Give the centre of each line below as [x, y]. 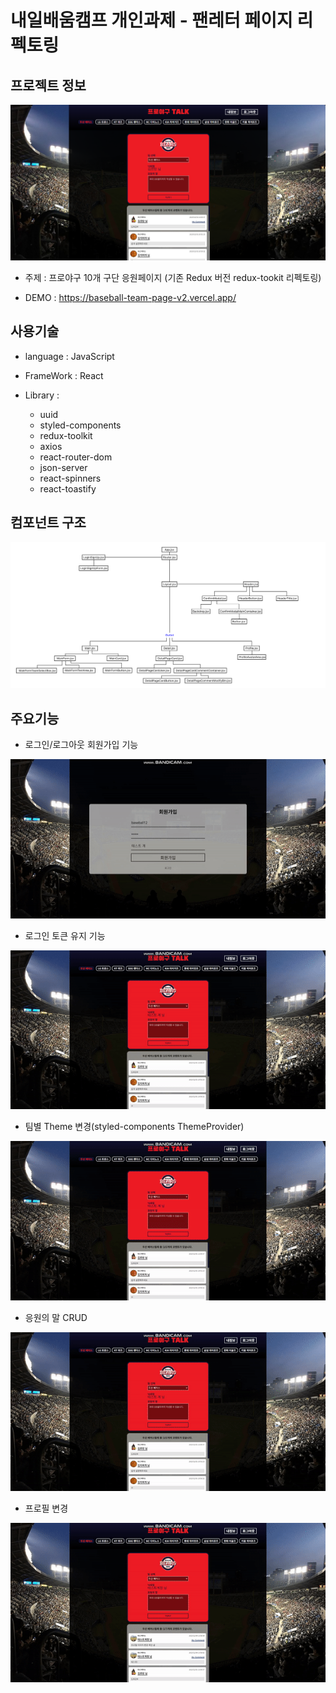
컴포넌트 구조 [48, 522]
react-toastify [68, 488]
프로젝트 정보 [48, 85]
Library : [42, 395]
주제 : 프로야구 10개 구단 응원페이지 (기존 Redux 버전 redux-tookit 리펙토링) [173, 278]
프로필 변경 [46, 1508]
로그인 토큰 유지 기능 [65, 935]
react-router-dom [76, 457]
